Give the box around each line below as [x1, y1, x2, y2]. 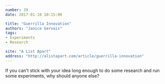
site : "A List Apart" [5, 49, 51, 54]
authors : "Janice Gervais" [5, 26, 62, 31]
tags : [5, 31, 17, 36]
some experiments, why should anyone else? [5, 72, 100, 78]
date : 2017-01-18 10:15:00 [5, 12, 62, 17]
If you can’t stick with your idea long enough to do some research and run [5, 67, 160, 73]
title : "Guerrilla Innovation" [5, 21, 72, 26]
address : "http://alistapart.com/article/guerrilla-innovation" [5, 53, 144, 58]
